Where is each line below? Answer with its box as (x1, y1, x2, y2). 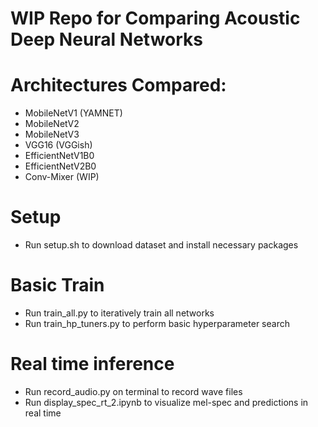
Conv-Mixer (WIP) (24, 171, 100, 183)
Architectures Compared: (10, 74, 227, 97)
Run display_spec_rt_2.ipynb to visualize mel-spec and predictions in (24, 396, 309, 408)
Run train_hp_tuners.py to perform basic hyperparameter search (24, 318, 290, 329)
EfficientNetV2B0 (24, 160, 97, 172)
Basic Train (10, 274, 105, 297)
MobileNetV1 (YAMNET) (24, 107, 123, 119)
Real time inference (10, 353, 175, 376)
